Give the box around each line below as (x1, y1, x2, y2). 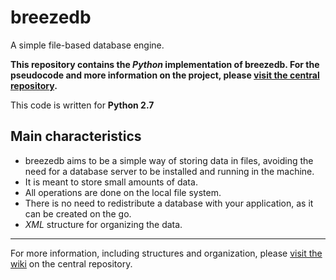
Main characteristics (10, 128, 142, 145)
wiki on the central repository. (10, 257, 133, 270)
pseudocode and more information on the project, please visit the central (10, 69, 320, 81)
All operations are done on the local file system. (24, 186, 222, 198)
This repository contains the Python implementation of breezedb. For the (10, 58, 320, 70)
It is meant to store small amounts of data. (24, 176, 198, 188)
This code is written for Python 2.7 (10, 99, 155, 111)
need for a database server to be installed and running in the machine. (24, 165, 315, 177)
